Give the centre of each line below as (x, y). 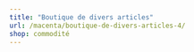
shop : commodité (39, 33)
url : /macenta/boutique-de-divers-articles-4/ (97, 26)
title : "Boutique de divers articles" (81, 17)
